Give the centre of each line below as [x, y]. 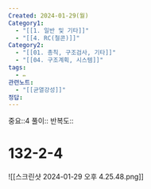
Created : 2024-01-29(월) [48, 16]
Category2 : [26, 45]
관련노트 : [21, 82]
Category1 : [26, 23]
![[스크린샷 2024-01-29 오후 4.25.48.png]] [76, 177]
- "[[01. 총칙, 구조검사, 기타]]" [66, 53]
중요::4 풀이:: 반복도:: [41, 121]
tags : [17, 68]
